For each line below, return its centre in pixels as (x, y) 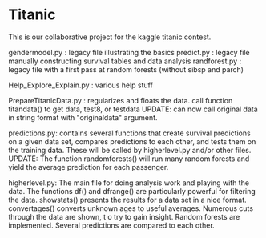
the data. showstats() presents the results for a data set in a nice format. (127, 200)
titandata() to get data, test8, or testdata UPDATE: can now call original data (133, 109)
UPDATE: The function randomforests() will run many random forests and (129, 159)
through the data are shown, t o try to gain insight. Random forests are (124, 216)
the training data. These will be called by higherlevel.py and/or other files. (130, 150)
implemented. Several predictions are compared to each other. (111, 225)
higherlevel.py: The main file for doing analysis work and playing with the (129, 183)
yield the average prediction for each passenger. (89, 167)
